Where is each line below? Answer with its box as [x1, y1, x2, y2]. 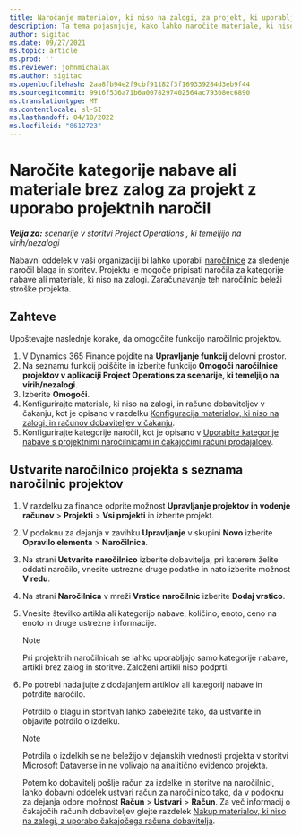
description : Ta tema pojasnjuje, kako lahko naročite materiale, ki [9, 22, 275, 30]
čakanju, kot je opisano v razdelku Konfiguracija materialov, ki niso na [21, 407, 279, 418]
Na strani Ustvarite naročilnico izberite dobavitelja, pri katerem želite [21, 553, 279, 565]
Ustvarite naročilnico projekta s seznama [9, 463, 244, 478]
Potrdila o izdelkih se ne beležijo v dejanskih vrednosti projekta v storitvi [21, 750, 289, 761]
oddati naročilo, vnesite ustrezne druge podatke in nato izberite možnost [21, 563, 291, 574]
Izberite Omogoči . [21, 388, 90, 399]
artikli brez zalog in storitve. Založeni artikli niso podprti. [21, 661, 230, 673]
